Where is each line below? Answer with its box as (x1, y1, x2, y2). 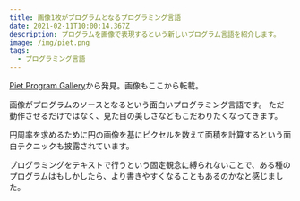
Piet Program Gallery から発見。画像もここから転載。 (9, 80, 203, 90)
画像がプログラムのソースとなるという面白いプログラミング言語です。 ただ (9, 99, 285, 110)
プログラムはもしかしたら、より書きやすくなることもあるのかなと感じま (9, 171, 276, 181)
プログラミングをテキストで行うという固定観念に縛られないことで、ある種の (9, 160, 291, 170)
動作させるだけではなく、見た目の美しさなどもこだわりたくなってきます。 (9, 111, 283, 121)
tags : (9, 46, 30, 55)
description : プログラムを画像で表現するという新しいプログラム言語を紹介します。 (9, 29, 280, 38)
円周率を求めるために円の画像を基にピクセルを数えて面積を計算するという (9, 130, 284, 139)
